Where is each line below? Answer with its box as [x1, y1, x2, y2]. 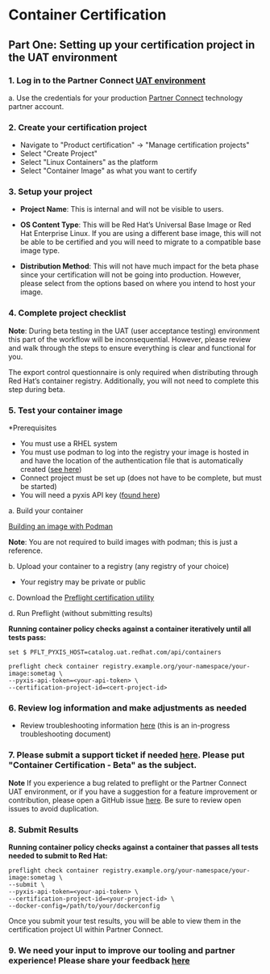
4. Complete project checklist [8, 307, 127, 318]
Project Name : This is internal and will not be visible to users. [19, 204, 224, 214]
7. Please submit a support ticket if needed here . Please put [8, 749, 245, 761]
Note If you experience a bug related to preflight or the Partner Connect [8, 778, 247, 787]
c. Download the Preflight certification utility [8, 592, 155, 603]
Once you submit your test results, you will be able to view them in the [8, 916, 242, 926]
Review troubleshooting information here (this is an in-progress [19, 721, 231, 731]
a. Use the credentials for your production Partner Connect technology [8, 93, 243, 103]
